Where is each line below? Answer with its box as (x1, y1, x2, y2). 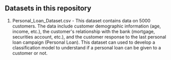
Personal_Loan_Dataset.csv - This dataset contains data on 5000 (12, 17, 151, 23)
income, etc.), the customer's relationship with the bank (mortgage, (12, 28, 155, 35)
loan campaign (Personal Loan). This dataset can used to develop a (12, 39, 155, 45)
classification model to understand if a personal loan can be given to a (12, 44, 161, 50)
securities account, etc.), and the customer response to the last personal (12, 34, 166, 40)
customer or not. (12, 50, 48, 56)
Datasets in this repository (5, 4, 91, 13)
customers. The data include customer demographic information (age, (12, 23, 161, 29)
